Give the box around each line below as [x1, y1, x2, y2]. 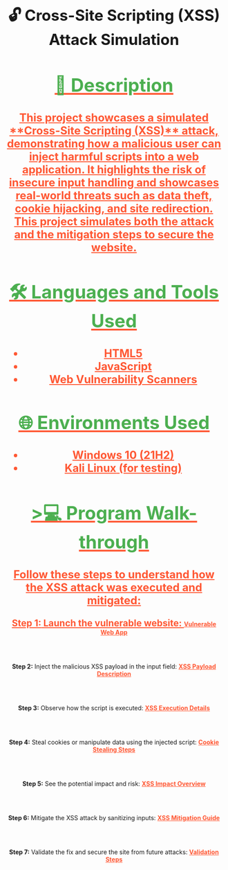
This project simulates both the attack [14, 215, 214, 228]
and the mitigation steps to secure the [14, 227, 214, 242]
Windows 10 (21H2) [72, 448, 175, 462]
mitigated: [86, 593, 142, 607]
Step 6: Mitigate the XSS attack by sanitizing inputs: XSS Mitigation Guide [8, 813, 220, 822]
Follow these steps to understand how [13, 568, 215, 581]
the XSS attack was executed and [25, 580, 203, 595]
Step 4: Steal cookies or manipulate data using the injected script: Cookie [8, 738, 220, 746]
